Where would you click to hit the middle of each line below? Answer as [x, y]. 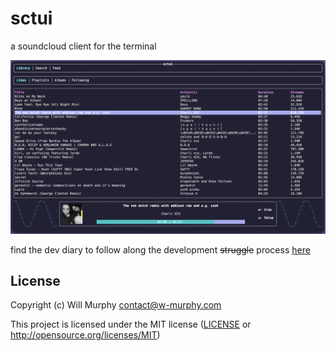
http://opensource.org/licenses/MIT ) [85, 335]
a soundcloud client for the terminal [83, 46]
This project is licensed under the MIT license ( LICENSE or [131, 324]
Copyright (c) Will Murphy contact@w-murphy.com [116, 305]
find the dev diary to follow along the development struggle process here [160, 249]
